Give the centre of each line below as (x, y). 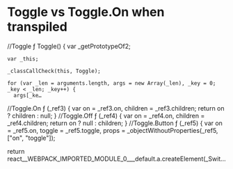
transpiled (37, 27)
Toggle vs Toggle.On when (86, 12)
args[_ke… (27, 95)
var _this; (23, 59)
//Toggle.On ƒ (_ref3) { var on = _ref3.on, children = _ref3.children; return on (116, 108)
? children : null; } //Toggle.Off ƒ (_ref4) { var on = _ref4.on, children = (106, 115)
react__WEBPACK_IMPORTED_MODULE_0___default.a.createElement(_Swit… (116, 159)
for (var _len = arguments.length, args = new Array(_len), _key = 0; (112, 83)
